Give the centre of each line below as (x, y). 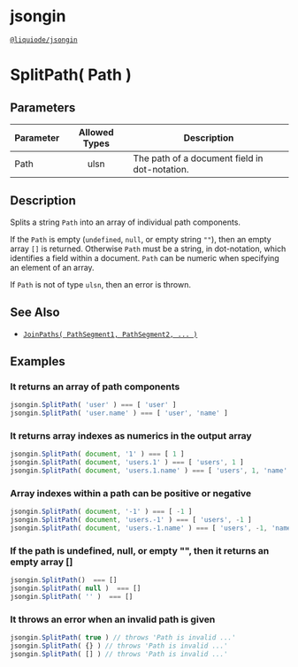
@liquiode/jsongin (44, 40)
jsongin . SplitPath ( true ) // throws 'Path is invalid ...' (123, 638)
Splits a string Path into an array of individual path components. (126, 222)
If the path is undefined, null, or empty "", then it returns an (140, 550)
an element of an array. (53, 267)
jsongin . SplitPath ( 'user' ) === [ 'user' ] (93, 405)
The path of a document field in (198, 158)
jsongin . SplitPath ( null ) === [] (76, 589)
